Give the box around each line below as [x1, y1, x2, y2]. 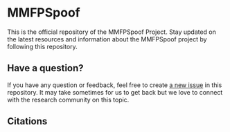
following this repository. [7, 42, 78, 50]
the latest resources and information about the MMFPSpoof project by [7, 35, 207, 43]
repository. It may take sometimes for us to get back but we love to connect [7, 88, 223, 96]
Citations [7, 115, 48, 127]
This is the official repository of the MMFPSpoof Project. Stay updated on [7, 28, 217, 36]
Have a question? [7, 62, 85, 74]
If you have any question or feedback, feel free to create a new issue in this [7, 81, 222, 89]
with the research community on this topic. [7, 95, 130, 104]
